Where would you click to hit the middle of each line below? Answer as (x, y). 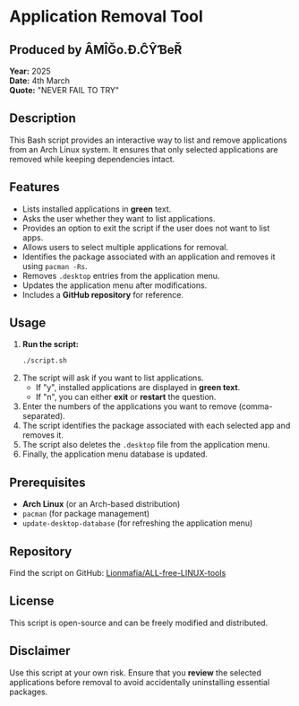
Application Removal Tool (106, 17)
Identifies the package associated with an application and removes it (149, 257)
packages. (29, 692)
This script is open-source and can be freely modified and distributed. (139, 623)
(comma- (256, 406)
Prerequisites (47, 482)
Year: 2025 (30, 71)
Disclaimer (40, 651)
